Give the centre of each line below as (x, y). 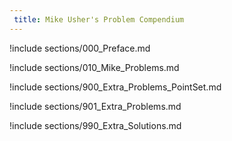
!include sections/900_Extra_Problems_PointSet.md (115, 87)
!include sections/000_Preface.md (80, 48)
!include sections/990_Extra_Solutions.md (95, 125)
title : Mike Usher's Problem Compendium (99, 19)
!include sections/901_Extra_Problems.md (95, 106)
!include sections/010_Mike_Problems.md (94, 67)
